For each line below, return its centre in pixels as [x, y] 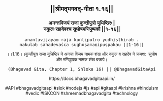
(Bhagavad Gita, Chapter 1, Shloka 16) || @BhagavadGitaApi [82, 69]
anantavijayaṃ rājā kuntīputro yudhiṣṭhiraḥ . [82, 39]
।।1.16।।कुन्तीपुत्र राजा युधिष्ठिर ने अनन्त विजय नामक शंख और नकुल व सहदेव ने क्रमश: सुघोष [82, 54]
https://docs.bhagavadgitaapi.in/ [82, 78]
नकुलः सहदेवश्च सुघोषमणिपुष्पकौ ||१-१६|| [82, 29]
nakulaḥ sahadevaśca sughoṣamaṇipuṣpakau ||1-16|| [82, 44]
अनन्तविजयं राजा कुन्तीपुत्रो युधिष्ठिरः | [82, 23]
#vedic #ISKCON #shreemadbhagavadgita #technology [82, 93]
